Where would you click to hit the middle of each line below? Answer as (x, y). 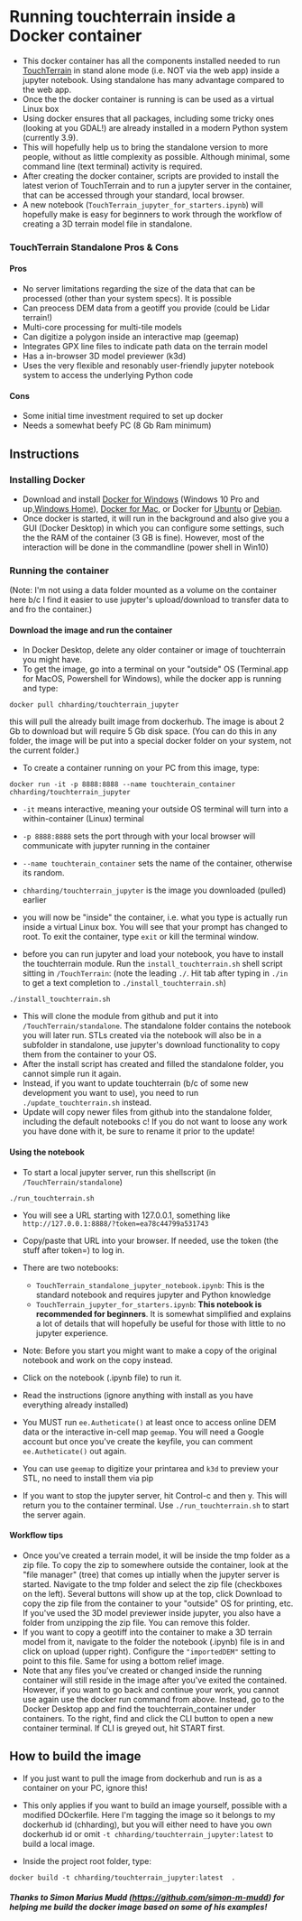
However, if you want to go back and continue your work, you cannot (151, 1689)
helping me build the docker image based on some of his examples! (138, 1907)
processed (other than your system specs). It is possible (127, 299)
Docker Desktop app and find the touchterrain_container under (139, 1709)
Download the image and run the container (91, 630)
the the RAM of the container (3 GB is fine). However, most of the (143, 537)
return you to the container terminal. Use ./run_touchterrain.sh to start (156, 1505)
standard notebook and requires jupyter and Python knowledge (154, 1295)
